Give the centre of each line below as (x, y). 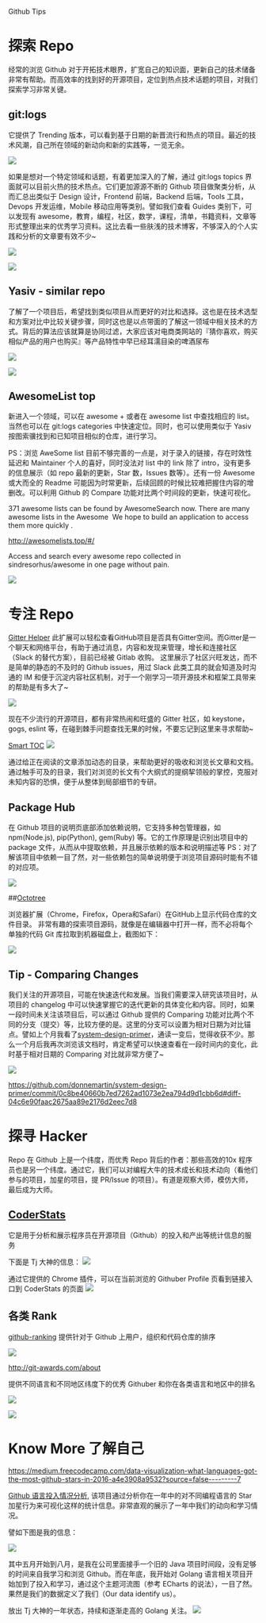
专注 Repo (41, 614)
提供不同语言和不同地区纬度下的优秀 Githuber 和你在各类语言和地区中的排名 (132, 1383)
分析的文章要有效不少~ (59, 236)
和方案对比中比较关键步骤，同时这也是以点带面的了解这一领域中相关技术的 (129, 321)
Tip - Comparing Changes (73, 974)
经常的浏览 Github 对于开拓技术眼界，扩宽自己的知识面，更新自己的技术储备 (132, 69)
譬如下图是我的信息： (43, 1533)
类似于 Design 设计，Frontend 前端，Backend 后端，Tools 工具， (141, 196)
